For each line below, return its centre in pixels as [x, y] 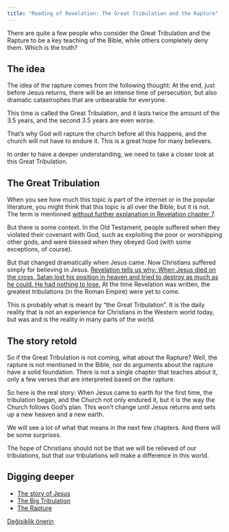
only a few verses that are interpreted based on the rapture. [91, 379]
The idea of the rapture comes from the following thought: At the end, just [111, 86]
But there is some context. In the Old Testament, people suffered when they [114, 227]
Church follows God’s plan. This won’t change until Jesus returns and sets [111, 407]
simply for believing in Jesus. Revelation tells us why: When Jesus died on [112, 270]
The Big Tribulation [44, 501]
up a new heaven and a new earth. [56, 414]
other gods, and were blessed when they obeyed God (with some [99, 242]
